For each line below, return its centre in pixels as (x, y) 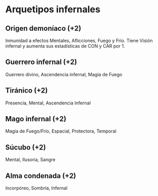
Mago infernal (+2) (36, 119)
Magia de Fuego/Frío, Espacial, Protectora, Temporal (61, 131)
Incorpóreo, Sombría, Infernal (36, 188)
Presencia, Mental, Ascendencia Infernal (48, 103)
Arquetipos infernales (53, 9)
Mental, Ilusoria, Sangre (30, 160)
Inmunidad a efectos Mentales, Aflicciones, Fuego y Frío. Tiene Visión (79, 40)
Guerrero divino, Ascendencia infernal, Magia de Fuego (64, 74)
